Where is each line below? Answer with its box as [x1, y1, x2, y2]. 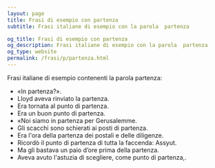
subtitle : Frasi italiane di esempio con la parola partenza [7, 23, 190, 30]
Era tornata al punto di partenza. [17, 102, 109, 110]
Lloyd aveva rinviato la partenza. [17, 94, 110, 102]
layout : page [7, 10, 45, 17]
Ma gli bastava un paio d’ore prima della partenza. [17, 146, 160, 154]
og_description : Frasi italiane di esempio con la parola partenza [7, 42, 208, 49]
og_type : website [7, 48, 57, 55]
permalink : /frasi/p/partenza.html [7, 55, 110, 62]
